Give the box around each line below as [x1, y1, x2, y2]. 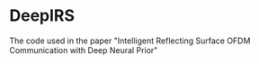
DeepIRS [9, 5, 75, 26]
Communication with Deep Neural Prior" [9, 44, 158, 55]
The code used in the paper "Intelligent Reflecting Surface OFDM [9, 35, 251, 46]
